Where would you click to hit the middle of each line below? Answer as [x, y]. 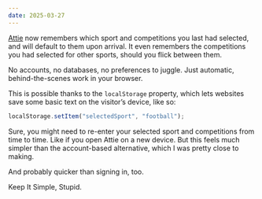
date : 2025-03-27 [37, 15]
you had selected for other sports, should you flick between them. [115, 54]
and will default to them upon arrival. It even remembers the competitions [127, 46]
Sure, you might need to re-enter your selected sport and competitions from [131, 131]
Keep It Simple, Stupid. [45, 186]
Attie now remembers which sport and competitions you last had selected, [129, 38]
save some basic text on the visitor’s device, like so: [92, 101]
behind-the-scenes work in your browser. [76, 78]
